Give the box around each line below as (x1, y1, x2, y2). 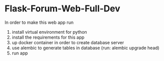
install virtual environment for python (11, 29, 87, 35)
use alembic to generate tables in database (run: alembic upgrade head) (11, 45, 160, 51)
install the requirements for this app (11, 34, 85, 40)
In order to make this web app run (4, 19, 74, 25)
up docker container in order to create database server (11, 39, 124, 45)
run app (11, 50, 28, 56)
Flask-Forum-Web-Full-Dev (4, 3, 120, 14)
